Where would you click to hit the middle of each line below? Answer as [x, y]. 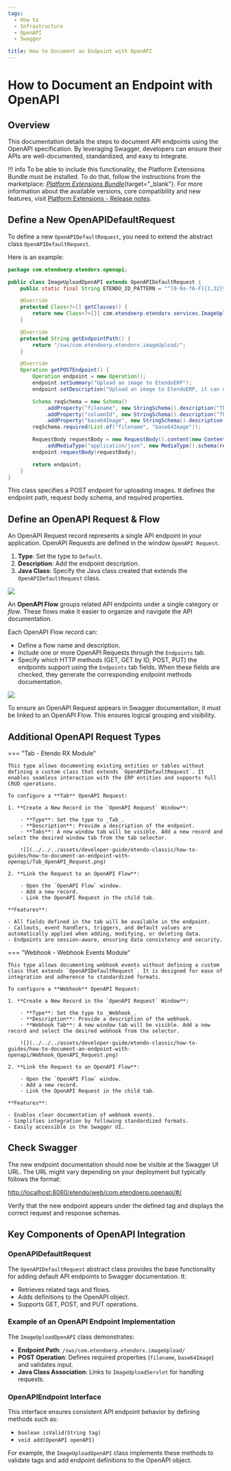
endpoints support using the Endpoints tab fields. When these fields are [119, 667]
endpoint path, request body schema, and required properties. [96, 498]
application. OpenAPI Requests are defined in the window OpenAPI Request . [114, 543]
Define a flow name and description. [69, 646]
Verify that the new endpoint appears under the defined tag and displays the [116, 1205]
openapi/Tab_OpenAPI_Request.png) [57, 862]
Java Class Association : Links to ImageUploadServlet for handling [111, 1372]
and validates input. [46, 1364]
